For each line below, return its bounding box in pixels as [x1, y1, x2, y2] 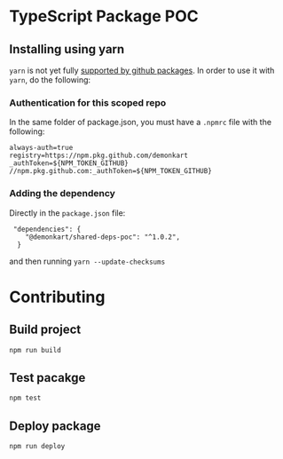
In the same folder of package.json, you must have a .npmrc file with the [9, 117, 272, 128]
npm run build [9, 345, 62, 354]
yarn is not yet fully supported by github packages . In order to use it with [9, 65, 275, 75]
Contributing [9, 287, 106, 307]
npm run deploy [9, 441, 66, 450]
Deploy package [9, 418, 101, 433]
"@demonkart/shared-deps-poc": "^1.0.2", [25, 233, 180, 241]
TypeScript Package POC [9, 6, 200, 27]
